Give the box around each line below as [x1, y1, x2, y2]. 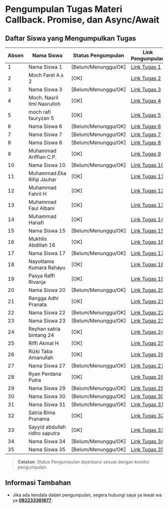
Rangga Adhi [28, 295, 59, 301]
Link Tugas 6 [130, 123, 161, 129]
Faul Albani [28, 205, 55, 211]
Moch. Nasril [28, 94, 58, 101]
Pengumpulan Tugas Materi [5, 3, 122, 15]
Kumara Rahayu [28, 264, 66, 271]
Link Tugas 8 [130, 139, 161, 146]
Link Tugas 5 [130, 111, 161, 118]
